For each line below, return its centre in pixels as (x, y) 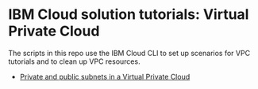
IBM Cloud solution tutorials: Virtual (129, 15)
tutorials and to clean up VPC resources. (74, 61)
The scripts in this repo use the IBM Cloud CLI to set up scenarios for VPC (129, 53)
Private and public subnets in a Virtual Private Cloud (105, 76)
